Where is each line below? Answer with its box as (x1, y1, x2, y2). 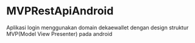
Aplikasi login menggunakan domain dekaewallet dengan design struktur (6, 24, 189, 31)
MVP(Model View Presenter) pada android (6, 30, 113, 37)
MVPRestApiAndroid (6, 4, 114, 18)
